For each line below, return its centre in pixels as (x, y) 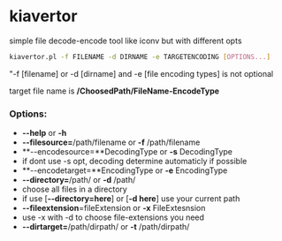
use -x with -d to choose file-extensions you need (113, 217)
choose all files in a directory (75, 189)
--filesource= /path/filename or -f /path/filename (111, 142)
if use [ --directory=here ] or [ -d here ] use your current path (131, 199)
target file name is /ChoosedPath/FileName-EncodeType (114, 91)
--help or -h (44, 133)
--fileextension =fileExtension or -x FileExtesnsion (114, 208)
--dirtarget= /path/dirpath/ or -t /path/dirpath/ (106, 227)
